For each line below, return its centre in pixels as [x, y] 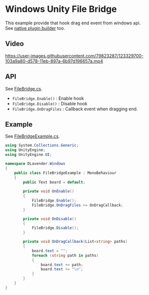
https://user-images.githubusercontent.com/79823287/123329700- [74, 56]
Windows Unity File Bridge [61, 9]
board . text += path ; [62, 265]
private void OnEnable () [49, 191]
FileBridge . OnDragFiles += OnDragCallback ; [77, 205]
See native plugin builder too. [35, 28]
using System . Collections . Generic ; [42, 146]
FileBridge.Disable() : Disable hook [50, 103]
